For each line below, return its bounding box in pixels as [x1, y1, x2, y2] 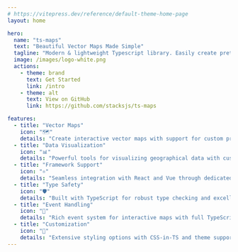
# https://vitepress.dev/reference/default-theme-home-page [7, 10, 189, 18]
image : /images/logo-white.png [13, 56, 106, 64]
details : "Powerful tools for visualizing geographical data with [20, 155, 220, 162]
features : [7, 115, 37, 123]
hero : [7, 30, 23, 37]
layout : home [7, 17, 46, 24]
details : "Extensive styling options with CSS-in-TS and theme [20, 234, 211, 241]
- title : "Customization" [13, 221, 91, 228]
